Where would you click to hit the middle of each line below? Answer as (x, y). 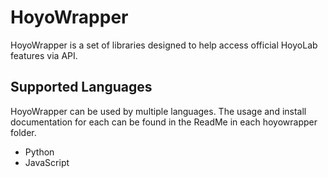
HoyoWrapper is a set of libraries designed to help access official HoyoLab (164, 45)
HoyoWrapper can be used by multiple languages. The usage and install (158, 111)
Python (39, 152)
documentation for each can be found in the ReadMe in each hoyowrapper (164, 122)
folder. (23, 132)
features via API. (44, 55)
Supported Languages (81, 87)
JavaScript (47, 162)
